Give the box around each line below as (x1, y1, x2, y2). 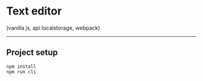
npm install (6, 63, 36, 70)
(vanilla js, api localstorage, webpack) (6, 24, 101, 31)
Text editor (6, 4, 62, 18)
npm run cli (6, 68, 36, 75)
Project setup (6, 47, 59, 58)
